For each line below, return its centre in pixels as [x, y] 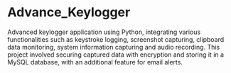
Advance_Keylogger [69, 12]
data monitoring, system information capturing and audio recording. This [114, 47]
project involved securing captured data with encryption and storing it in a [116, 55]
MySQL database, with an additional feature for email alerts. [95, 62]
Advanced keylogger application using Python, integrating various [104, 32]
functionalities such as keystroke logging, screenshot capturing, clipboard [116, 39]
